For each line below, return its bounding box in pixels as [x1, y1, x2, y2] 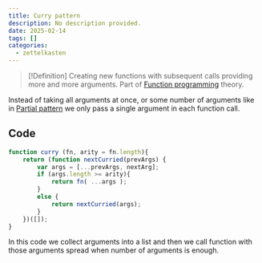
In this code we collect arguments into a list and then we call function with [8, 237, 252, 247]
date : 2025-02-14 [8, 26, 67, 34]
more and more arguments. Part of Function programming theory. [27, 79, 244, 89]
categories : [8, 42, 48, 50]
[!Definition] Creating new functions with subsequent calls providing [27, 71, 253, 80]
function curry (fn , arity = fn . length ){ [8, 148, 149, 156]
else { [37, 193, 59, 201]
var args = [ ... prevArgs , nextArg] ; [37, 163, 159, 171]
